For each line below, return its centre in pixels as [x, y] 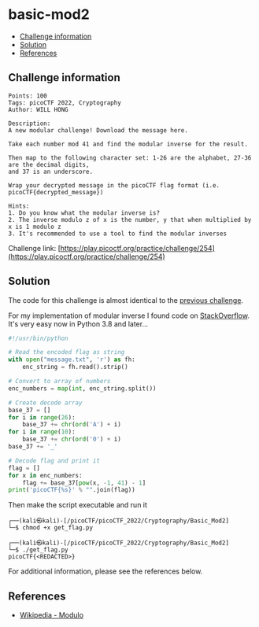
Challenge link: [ [35, 248]
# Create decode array [45, 403]
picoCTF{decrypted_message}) [56, 192]
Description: [30, 124]
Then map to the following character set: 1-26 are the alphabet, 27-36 [130, 158]
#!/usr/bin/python [38, 338]
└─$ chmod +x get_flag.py [50, 528]
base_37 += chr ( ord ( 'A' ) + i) [72, 425]
